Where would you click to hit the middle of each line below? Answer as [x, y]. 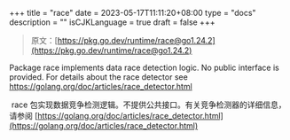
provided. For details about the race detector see [98, 77]
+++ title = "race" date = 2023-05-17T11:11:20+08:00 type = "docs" [133, 13]
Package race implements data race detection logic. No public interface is [144, 67]
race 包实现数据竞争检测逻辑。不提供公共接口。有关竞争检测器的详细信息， [149, 105]
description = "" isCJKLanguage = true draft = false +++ [112, 22]
